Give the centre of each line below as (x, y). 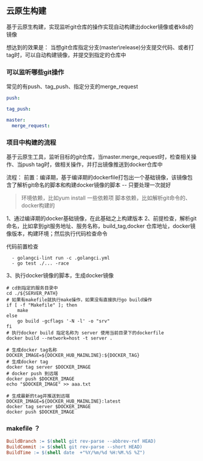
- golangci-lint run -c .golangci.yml (61, 258)
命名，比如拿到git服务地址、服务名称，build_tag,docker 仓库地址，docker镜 (101, 226)
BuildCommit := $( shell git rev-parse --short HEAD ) (74, 447)
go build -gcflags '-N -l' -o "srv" (64, 321)
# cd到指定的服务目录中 (32, 288)
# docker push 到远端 (32, 373)
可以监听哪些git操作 (35, 72)
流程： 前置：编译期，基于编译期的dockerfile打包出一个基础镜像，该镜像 (97, 177)
